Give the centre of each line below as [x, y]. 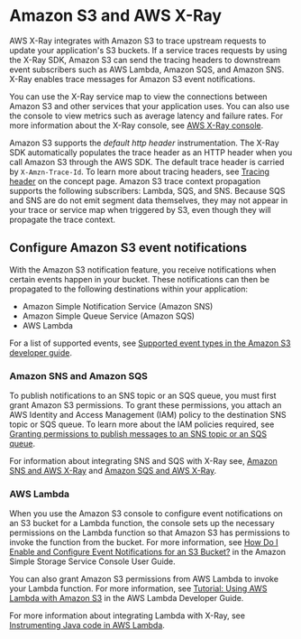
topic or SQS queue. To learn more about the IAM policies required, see [142, 424]
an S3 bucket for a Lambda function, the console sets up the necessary [142, 523]
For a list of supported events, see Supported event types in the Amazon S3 [150, 343]
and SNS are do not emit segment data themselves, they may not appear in [149, 200]
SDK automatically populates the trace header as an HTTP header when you [151, 152]
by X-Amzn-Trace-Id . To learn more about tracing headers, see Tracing [140, 171]
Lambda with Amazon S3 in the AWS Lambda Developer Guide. [127, 598]
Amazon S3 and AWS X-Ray [116, 16]
